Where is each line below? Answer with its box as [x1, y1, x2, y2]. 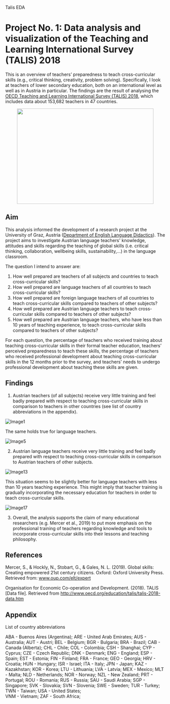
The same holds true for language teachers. [5, 428, 97, 434]
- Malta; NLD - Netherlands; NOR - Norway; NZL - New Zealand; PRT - [5, 671, 153, 678]
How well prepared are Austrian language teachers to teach [12, 305, 138, 312]
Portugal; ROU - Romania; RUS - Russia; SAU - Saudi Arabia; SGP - [5, 677, 146, 683]
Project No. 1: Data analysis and [5, 22, 141, 34]
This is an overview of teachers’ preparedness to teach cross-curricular [5, 71, 156, 77]
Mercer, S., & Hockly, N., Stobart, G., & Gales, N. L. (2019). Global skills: [5, 564, 154, 570]
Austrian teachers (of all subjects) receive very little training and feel [12, 392, 156, 398]
